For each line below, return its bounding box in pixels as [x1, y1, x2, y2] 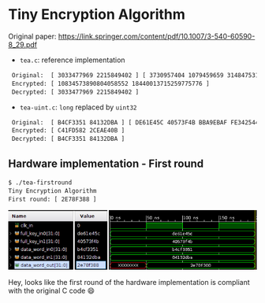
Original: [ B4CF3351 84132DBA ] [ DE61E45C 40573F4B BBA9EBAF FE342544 [11, 118, 259, 127]
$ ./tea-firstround [8, 179, 73, 187]
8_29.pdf [8, 39, 38, 49]
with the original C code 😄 [8, 286, 95, 296]
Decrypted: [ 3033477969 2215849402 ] [11, 88, 140, 96]
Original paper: [8, 31, 57, 41]
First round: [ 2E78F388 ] [8, 195, 97, 203]
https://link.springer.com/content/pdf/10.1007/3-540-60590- [58, 31, 256, 41]
